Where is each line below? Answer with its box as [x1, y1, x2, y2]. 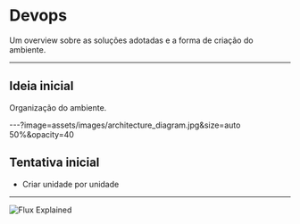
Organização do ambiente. [9, 102, 107, 112]
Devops [9, 5, 68, 26]
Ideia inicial [9, 79, 74, 94]
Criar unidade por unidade [21, 178, 120, 189]
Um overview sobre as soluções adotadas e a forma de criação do [9, 35, 254, 46]
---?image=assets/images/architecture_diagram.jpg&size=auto [9, 120, 241, 130]
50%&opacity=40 [9, 129, 74, 139]
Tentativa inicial [9, 155, 100, 170]
